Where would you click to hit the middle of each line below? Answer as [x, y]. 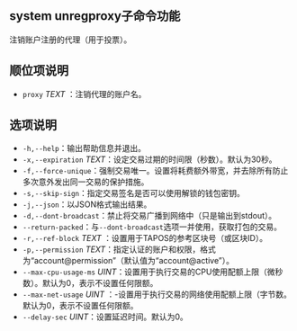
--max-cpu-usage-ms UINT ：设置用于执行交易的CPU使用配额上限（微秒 [153, 272]
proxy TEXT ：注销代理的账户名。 [84, 94]
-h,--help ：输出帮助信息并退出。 [84, 148]
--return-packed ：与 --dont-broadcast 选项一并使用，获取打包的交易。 [152, 227]
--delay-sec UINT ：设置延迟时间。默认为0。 [105, 317]
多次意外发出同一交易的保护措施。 [85, 182]
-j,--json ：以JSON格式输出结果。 [87, 204]
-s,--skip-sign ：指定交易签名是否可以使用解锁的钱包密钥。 [134, 193]
